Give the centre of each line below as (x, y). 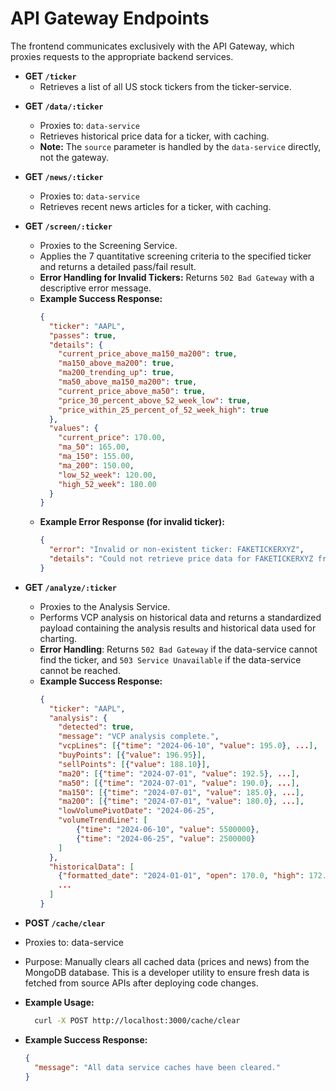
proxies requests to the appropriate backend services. (122, 56)
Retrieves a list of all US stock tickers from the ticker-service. (165, 86)
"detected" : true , (96, 727)
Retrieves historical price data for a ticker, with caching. (154, 136)
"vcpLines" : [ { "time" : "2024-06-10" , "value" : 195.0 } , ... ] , (188, 746)
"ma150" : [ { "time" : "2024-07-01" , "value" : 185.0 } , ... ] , (181, 792)
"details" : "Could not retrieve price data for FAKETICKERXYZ (181, 559)
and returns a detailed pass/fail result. (118, 266)
